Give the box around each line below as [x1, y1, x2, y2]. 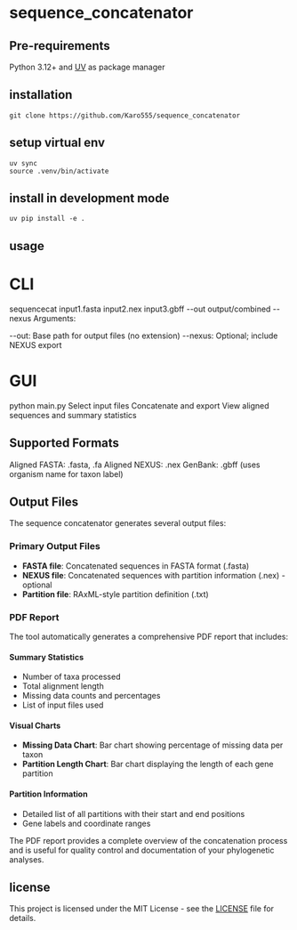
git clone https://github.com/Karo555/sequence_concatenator [9, 110, 241, 120]
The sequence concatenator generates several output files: [9, 518, 227, 529]
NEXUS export [9, 339, 62, 350]
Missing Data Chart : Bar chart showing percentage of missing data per [21, 740, 284, 750]
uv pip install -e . [9, 214, 86, 223]
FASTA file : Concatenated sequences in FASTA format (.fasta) [21, 560, 250, 571]
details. [9, 913, 36, 924]
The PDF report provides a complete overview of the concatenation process [9, 835, 288, 845]
